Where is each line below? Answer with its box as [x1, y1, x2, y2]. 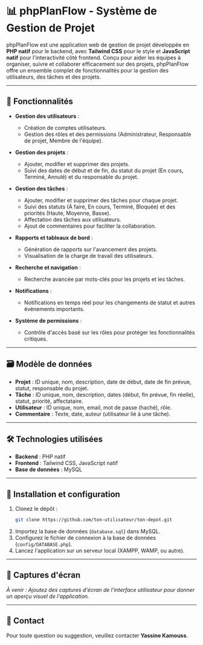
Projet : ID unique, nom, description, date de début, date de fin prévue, [14, 378, 192, 385]
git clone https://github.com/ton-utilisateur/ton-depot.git [14, 517, 173, 523]
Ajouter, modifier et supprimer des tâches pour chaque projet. [24, 196, 178, 204]
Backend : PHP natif [14, 453, 66, 460]
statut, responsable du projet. [14, 384, 89, 392]
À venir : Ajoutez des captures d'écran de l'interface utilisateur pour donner [6, 586, 195, 593]
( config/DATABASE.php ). [14, 541, 72, 548]
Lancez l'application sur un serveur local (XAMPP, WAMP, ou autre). [14, 547, 185, 554]
